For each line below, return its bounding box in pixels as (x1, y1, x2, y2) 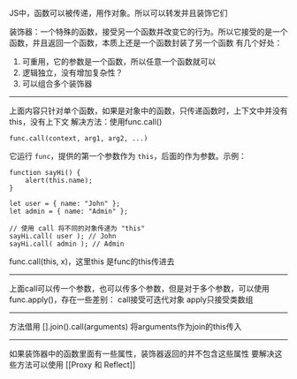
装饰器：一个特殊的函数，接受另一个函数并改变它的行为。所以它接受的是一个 (9, 27, 288, 37)
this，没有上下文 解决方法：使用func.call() (9, 117, 163, 126)
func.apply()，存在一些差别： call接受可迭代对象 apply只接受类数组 (9, 294, 254, 305)
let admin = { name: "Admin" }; (9, 207, 128, 216)
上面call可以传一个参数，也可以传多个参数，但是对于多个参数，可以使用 (9, 284, 270, 293)
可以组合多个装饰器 (21, 79, 93, 88)
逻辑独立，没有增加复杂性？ (21, 67, 124, 78)
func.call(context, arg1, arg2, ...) (9, 134, 148, 143)
